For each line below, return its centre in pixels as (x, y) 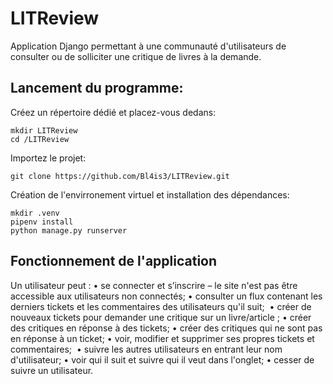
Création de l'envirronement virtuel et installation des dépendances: (150, 194)
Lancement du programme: (97, 88)
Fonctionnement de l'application (114, 261)
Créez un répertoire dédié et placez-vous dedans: (113, 112)
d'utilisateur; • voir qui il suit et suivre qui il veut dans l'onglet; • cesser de (162, 359)
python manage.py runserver (69, 230)
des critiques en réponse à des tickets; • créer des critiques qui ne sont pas (166, 328)
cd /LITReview (40, 139)
